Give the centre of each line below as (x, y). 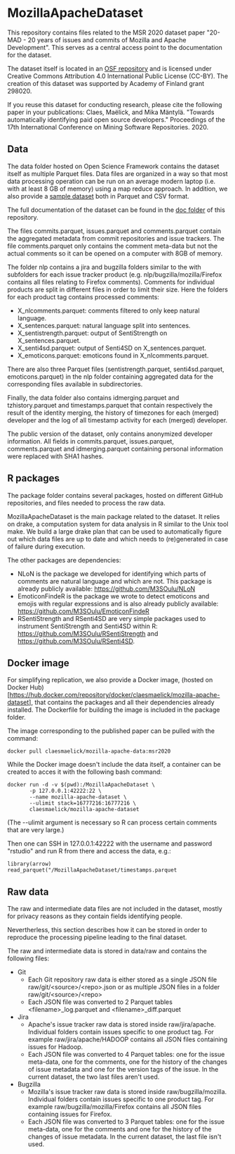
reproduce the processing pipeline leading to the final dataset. (97, 937)
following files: (28, 958)
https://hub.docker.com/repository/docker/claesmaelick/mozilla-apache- (115, 695)
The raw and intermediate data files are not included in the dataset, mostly (115, 909)
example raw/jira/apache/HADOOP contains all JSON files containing (128, 1039)
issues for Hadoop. (55, 1047)
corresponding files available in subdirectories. (75, 384)
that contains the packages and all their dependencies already (125, 703)
